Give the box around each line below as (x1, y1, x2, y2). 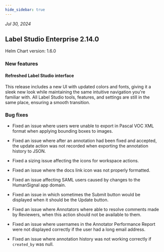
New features (5, 60, 38, 67)
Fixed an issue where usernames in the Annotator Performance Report (12, 221, 156, 227)
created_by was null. (12, 241, 54, 247)
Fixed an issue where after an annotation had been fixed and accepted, (12, 138, 157, 144)
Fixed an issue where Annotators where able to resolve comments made (12, 206, 159, 212)
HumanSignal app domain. (12, 182, 66, 188)
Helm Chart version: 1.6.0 (5, 48, 57, 54)
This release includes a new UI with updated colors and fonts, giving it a (5, 83, 151, 89)
